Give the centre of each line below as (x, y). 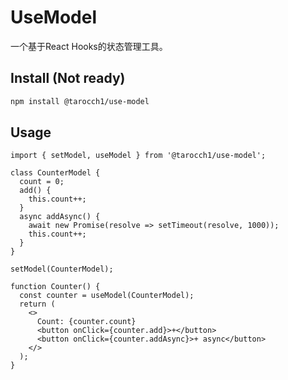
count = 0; (42, 182)
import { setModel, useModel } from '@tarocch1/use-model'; (138, 156)
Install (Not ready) (68, 78)
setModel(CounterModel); (62, 269)
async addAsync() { (60, 217)
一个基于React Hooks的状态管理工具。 (89, 46)
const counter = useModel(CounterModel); (107, 296)
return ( (37, 304)
